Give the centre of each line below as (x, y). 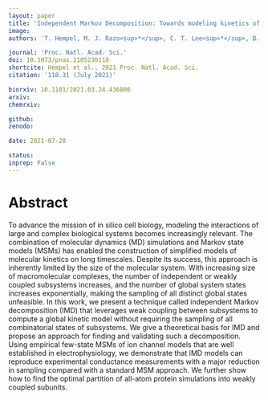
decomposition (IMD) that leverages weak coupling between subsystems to (133, 310)
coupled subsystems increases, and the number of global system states (127, 284)
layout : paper (32, 16)
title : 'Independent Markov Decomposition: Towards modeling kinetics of (134, 23)
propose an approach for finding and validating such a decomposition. (124, 336)
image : (19, 31)
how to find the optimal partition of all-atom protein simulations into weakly (132, 378)
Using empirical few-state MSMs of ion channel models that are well (121, 344)
